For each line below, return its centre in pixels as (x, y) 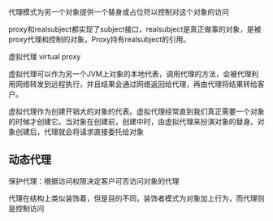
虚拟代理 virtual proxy (45, 56)
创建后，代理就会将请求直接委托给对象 (79, 132)
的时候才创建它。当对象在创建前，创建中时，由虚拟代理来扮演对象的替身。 (133, 121)
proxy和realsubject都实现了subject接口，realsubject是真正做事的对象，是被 (135, 29)
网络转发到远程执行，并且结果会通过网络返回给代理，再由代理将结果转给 (136, 84)
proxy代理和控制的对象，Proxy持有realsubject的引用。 (100, 39)
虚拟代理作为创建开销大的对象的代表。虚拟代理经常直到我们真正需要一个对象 (136, 111)
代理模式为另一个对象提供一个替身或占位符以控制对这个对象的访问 (119, 12)
